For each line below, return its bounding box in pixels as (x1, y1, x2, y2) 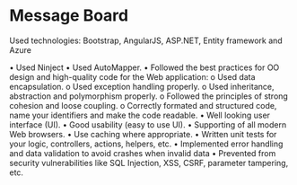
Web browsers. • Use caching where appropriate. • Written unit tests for (9, 128, 277, 139)
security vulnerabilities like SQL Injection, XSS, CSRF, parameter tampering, (9, 157, 289, 168)
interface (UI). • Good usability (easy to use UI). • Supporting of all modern (9, 119, 287, 130)
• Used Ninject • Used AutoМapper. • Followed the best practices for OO (9, 62, 280, 73)
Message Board (9, 5, 128, 26)
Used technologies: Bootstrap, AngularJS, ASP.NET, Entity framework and (9, 35, 283, 46)
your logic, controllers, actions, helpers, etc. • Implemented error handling (9, 138, 284, 149)
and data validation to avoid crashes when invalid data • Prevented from (9, 147, 276, 158)
